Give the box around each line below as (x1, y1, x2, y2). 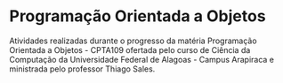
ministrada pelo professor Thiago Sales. (9, 64, 156, 74)
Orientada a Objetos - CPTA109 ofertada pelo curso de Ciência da (9, 44, 251, 55)
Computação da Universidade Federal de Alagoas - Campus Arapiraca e (9, 54, 274, 64)
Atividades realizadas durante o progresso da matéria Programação (9, 35, 257, 46)
